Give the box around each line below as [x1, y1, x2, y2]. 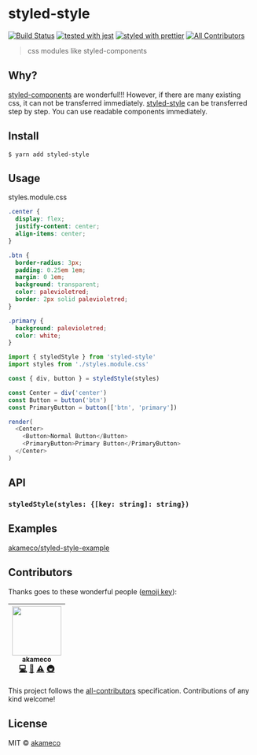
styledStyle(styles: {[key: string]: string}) [8, 500, 190, 509]
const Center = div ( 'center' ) [8, 389, 108, 396]
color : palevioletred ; [15, 288, 90, 296]
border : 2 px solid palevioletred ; [15, 296, 128, 303]
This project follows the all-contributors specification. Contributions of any [8, 686, 250, 695]
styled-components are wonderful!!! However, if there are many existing [8, 90, 241, 99]
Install [8, 129, 39, 143]
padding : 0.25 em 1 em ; [15, 266, 86, 274]
